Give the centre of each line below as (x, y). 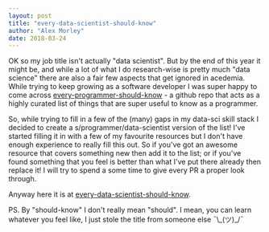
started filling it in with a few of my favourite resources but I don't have (126, 136)
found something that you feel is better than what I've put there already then (135, 162)
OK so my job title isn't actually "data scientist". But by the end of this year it (134, 61)
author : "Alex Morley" (46, 31)
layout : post (30, 16)
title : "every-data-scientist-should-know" (83, 23)
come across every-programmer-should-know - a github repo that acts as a (134, 95)
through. (23, 179)
